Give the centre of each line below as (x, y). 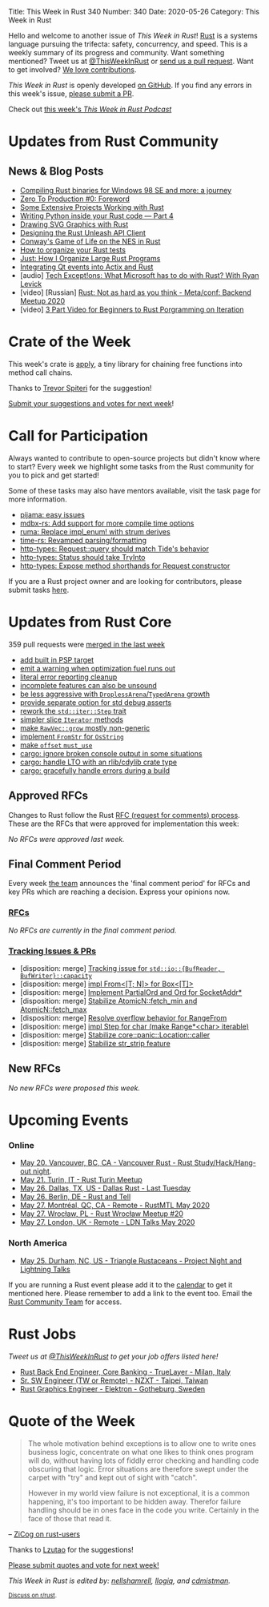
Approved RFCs (48, 796)
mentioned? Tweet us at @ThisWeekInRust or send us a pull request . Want (131, 61)
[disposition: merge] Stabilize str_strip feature (95, 1044)
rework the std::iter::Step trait (73, 711)
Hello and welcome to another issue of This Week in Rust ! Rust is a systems (133, 36)
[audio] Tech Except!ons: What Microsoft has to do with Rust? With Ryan (139, 275)
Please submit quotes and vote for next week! (84, 1565)
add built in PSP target (57, 659)
